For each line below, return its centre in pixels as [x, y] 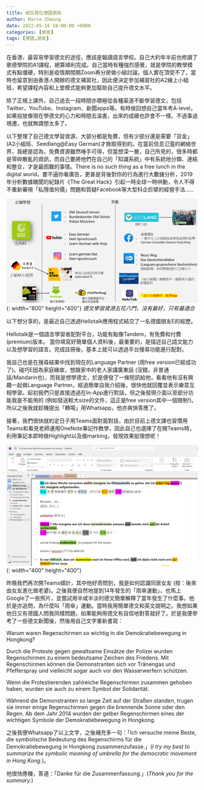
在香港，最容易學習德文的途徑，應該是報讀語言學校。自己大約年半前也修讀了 [102, 57]
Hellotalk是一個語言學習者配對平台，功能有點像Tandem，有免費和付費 [94, 334]
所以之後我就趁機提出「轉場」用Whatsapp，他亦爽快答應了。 [83, 408]
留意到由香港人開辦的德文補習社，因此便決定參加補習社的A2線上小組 [103, 80]
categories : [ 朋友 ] [30, 32]
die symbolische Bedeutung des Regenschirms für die [74, 740]
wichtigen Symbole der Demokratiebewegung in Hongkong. [81, 720]
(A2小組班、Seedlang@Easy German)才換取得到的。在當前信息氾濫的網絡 [99, 144]
